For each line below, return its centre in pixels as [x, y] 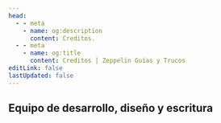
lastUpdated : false [41, 76]
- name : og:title [52, 53]
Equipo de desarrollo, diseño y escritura [111, 108]
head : [17, 16]
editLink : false [35, 68]
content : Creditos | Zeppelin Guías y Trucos [107, 61]
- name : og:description [63, 31]
